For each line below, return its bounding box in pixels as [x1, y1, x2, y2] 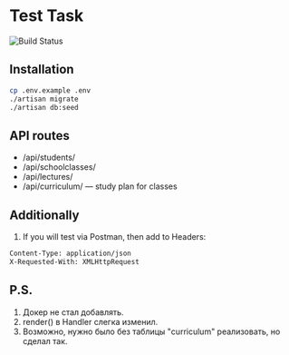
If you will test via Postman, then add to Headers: [22, 232, 207, 242]
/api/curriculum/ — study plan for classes [22, 181, 178, 192]
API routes [9, 128, 70, 143]
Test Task [9, 5, 84, 26]
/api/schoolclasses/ [22, 162, 97, 173]
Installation [9, 62, 74, 77]
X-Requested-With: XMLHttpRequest [9, 257, 140, 266]
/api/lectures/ [22, 172, 73, 182]
